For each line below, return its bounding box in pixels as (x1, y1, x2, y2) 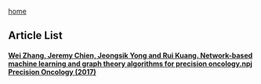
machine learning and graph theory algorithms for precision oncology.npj (8, 58, 253, 68)
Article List (8, 29, 63, 42)
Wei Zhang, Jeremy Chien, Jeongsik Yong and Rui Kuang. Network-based (8, 51, 253, 60)
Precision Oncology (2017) (8, 67, 96, 76)
